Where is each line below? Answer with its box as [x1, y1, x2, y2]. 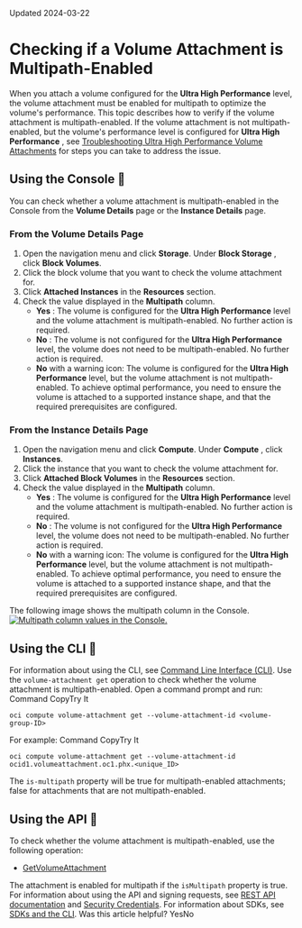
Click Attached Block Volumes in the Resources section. [22, 473, 236, 484]
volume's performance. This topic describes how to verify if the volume [9, 107, 275, 118]
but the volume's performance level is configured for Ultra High [43, 126, 280, 137]
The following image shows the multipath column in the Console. [9, 605, 250, 616]
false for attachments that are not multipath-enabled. [9, 786, 206, 796]
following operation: [9, 844, 84, 855]
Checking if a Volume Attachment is [9, 40, 284, 59]
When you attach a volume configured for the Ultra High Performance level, [9, 87, 293, 98]
